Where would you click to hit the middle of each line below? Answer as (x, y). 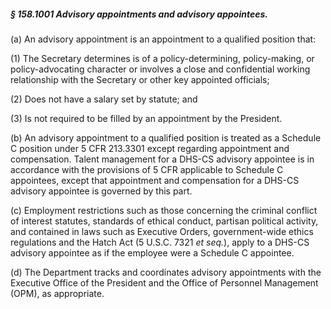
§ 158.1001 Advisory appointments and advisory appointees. (139, 14)
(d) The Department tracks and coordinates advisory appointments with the (166, 272)
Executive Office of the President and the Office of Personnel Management (164, 282)
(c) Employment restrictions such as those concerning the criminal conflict (164, 210)
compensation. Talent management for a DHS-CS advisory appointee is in (162, 159)
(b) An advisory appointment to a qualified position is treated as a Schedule (166, 137)
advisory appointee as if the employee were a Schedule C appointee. (152, 252)
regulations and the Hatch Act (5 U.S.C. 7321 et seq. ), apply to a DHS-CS (160, 242)
